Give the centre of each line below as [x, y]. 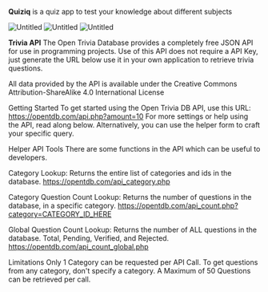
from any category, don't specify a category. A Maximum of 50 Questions [130, 271]
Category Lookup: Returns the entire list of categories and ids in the [120, 173]
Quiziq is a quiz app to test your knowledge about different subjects [120, 12]
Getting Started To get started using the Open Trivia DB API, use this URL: [130, 108]
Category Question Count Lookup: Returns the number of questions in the [130, 197]
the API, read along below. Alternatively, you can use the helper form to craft [134, 125]
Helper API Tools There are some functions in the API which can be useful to [134, 149]
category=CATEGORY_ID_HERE [60, 214]
